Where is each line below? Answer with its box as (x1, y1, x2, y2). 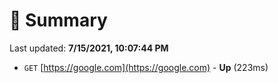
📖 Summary (9, 9, 108, 32)
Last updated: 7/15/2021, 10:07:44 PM (9, 42, 169, 54)
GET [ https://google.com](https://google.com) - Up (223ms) (23, 61, 269, 73)
